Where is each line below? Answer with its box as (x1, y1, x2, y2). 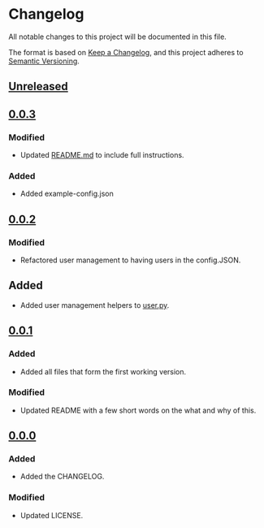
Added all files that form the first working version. (19, 366, 187, 376)
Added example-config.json (19, 188, 114, 199)
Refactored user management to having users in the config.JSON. (19, 255, 241, 265)
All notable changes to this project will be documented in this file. (8, 32, 227, 41)
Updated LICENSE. (19, 510, 84, 520)
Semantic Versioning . (8, 56, 80, 66)
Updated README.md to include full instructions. (19, 150, 184, 160)
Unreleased (8, 80, 69, 93)
